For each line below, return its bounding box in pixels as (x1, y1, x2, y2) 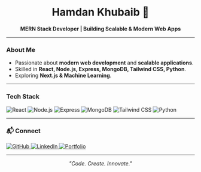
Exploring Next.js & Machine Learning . (14, 72, 112, 79)
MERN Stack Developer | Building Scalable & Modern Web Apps (20, 25, 181, 32)
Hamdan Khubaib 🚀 (51, 5, 150, 19)
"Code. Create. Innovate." (68, 159, 133, 167)
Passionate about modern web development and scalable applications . (14, 59, 194, 66)
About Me (6, 45, 36, 54)
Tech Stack (6, 93, 40, 101)
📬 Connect (6, 127, 41, 135)
